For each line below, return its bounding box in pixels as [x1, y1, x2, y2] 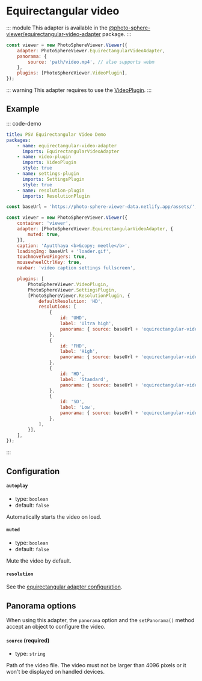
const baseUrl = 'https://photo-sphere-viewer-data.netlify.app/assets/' [6, 204, 195, 210]
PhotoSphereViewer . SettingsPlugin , [28, 287, 117, 293]
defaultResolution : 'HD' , [38, 298, 103, 304]
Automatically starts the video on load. [6, 513, 102, 521]
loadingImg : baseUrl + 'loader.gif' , [17, 248, 112, 254]
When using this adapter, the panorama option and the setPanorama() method [6, 617, 195, 624]
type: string [14, 650, 46, 658]
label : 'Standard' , [60, 376, 109, 382]
